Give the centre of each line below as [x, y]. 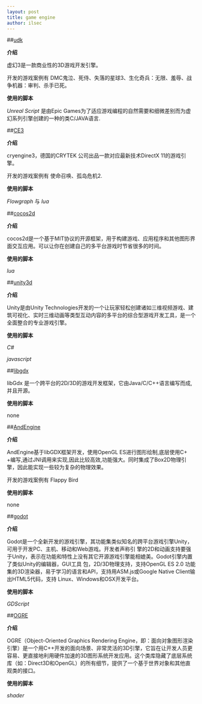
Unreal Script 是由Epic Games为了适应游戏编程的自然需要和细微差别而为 [97, 111]
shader [16, 696]
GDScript [18, 604]
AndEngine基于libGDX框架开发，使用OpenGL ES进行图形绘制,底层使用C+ [97, 452]
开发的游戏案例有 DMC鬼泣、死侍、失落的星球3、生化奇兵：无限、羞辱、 [97, 78]
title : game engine [31, 17]
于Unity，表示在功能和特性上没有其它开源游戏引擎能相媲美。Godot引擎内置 [100, 557]
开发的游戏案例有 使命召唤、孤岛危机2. [55, 176]
